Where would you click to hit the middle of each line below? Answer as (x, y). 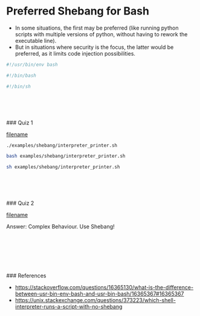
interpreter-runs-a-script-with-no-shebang (69, 307)
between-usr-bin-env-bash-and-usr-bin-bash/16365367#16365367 (99, 294)
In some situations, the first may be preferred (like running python (97, 28)
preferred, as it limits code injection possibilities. (75, 53)
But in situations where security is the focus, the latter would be (94, 47)
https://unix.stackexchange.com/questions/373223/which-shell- (95, 300)
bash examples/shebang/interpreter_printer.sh (66, 156)
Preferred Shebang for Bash (78, 11)
